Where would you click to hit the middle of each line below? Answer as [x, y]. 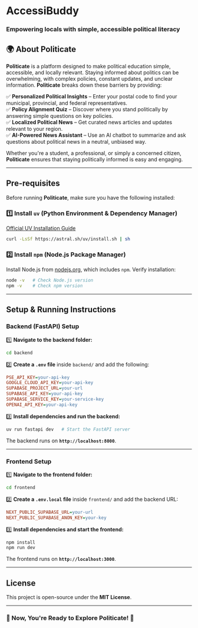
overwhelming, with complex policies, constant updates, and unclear [89, 78]
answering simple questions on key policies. [60, 115]
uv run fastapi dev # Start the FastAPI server [68, 429]
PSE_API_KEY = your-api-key [38, 377]
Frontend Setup [29, 461]
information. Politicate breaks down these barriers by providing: [84, 85]
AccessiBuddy [43, 11]
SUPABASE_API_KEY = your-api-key [44, 394]
